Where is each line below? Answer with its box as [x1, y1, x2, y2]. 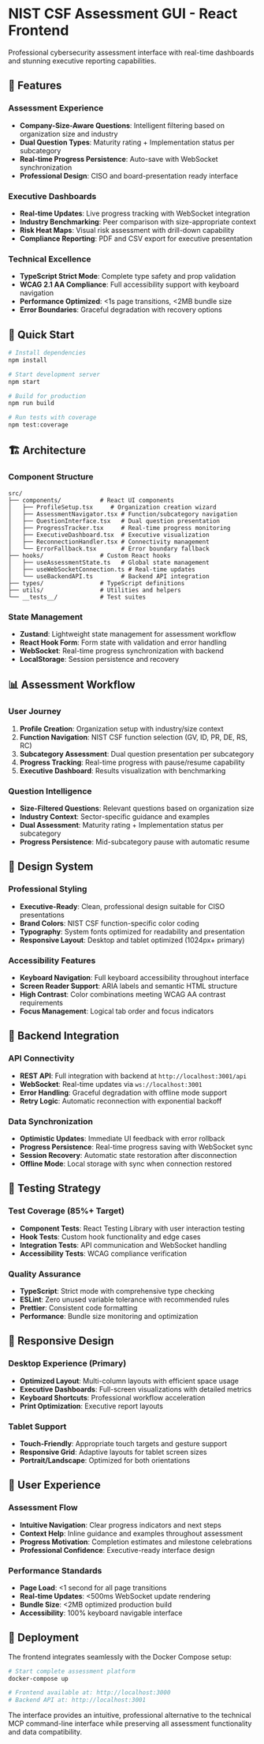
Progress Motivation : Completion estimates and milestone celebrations [19, 1537, 252, 1547]
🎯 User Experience [8, 1479, 101, 1492]
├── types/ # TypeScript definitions [8, 579, 185, 587]
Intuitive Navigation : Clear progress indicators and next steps [19, 1520, 222, 1529]
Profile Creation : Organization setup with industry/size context [19, 724, 224, 733]
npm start [8, 378, 41, 385]
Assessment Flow [8, 1502, 78, 1513]
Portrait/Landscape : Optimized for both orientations [19, 1455, 191, 1465]
